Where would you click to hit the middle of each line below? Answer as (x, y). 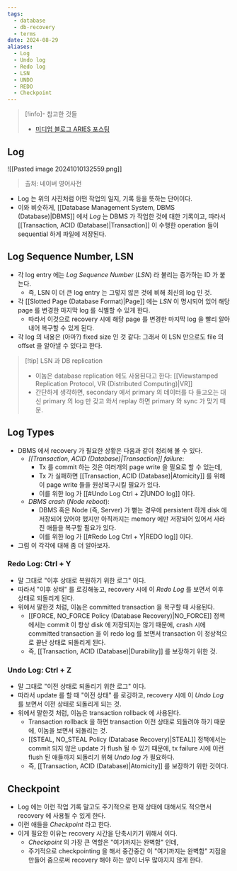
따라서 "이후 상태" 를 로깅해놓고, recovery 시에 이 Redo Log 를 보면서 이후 (121, 589)
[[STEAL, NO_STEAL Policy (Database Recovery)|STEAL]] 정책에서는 (127, 740)
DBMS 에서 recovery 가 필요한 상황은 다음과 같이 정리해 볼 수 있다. (110, 450)
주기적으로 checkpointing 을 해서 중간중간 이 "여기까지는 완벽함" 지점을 (127, 850)
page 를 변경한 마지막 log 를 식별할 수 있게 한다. (84, 310)
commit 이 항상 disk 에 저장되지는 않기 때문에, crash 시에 (127, 624)
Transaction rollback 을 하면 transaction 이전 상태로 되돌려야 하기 (120, 722)
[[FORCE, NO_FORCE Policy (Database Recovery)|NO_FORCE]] (120, 616)
